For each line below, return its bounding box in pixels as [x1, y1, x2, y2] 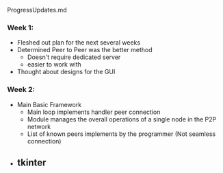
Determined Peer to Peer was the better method [16, 46, 153, 54]
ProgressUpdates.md [7, 6, 67, 14]
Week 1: [7, 23, 34, 32]
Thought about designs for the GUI [16, 68, 116, 76]
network [27, 122, 51, 130]
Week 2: [7, 85, 36, 95]
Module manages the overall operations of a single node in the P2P [27, 115, 217, 123]
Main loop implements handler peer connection [27, 108, 161, 116]
